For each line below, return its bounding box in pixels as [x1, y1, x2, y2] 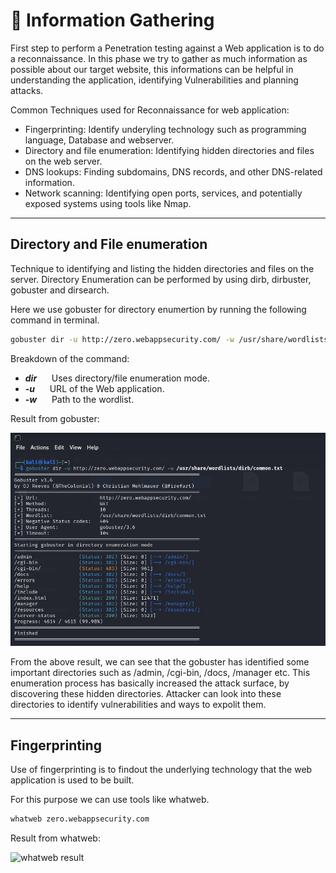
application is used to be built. [10, 774, 135, 786]
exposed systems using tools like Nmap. [24, 197, 192, 209]
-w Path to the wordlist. [24, 393, 135, 405]
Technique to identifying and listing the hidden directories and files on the [10, 262, 315, 274]
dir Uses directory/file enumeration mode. [24, 372, 211, 384]
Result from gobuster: [10, 412, 100, 424]
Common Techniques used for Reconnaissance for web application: [10, 104, 290, 116]
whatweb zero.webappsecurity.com [10, 814, 150, 824]
